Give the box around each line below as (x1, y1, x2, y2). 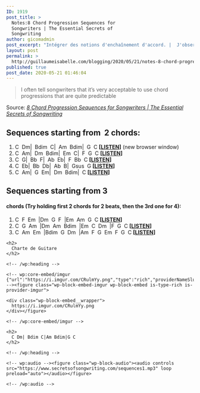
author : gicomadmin (6, 36, 55, 42)
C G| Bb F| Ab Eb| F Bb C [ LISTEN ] (14, 156, 112, 163)
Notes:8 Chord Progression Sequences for (11, 20, 116, 26)
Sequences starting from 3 (6, 186, 108, 196)
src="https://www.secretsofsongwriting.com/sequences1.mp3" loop (6, 365, 171, 372)
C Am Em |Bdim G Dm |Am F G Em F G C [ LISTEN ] (14, 228, 156, 236)
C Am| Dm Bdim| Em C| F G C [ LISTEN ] (14, 150, 123, 157)
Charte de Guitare (11, 245, 58, 251)
